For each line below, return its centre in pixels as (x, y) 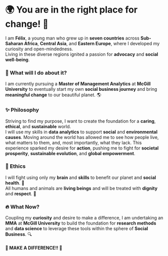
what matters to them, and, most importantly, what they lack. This (74, 142)
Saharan (14, 43)
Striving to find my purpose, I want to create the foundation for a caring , (80, 121)
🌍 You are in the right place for (72, 10)
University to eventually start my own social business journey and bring (81, 89)
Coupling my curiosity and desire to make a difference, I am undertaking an (84, 218)
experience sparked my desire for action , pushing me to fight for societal (82, 148)
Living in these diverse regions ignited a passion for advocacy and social (82, 54)
